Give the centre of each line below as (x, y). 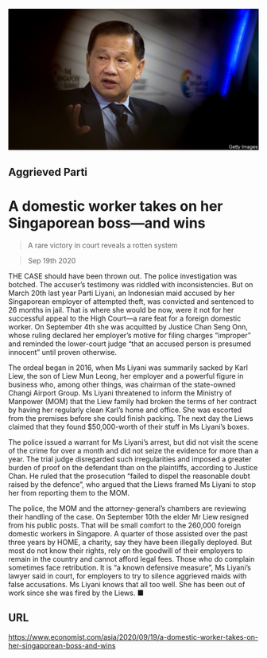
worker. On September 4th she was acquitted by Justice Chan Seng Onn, (128, 326)
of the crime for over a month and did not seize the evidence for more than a (133, 450)
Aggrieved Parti (48, 172)
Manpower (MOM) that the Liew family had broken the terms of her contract (132, 401)
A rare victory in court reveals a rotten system (103, 245)
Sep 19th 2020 (52, 260)
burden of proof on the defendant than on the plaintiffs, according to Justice (133, 467)
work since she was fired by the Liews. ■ (76, 593)
